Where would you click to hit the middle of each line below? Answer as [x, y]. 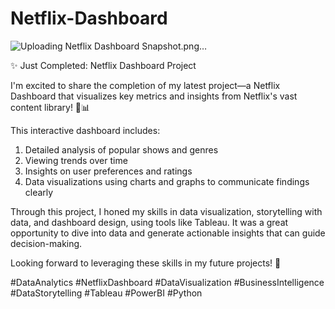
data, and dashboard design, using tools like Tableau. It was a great [149, 222]
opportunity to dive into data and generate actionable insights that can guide [168, 233]
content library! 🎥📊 [50, 107]
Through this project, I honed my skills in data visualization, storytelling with [166, 211]
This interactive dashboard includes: [85, 130]
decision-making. [46, 243]
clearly [39, 192]
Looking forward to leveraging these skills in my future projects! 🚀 [146, 263]
